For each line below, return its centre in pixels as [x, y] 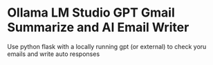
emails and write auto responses [54, 54]
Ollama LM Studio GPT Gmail [91, 13]
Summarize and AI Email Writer [98, 27]
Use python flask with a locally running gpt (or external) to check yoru [107, 46]
